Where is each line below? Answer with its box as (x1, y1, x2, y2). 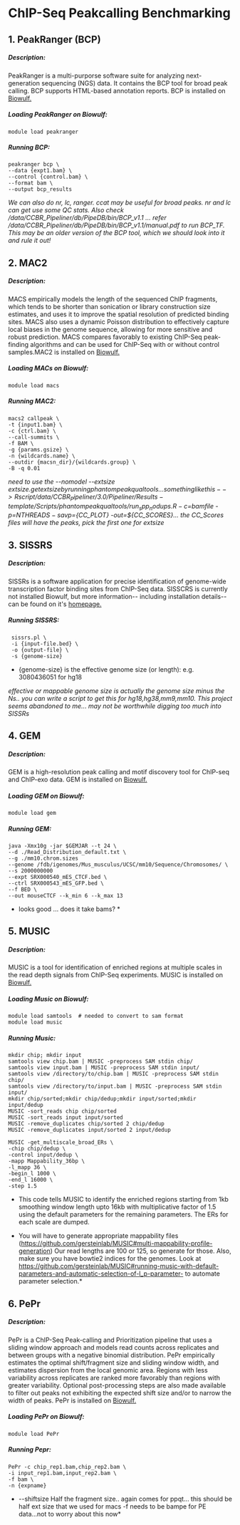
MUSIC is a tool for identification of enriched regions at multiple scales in (8, 963, 223, 972)
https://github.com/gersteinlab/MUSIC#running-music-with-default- (18, 1262, 219, 1271)
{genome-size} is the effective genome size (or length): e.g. (18, 665, 194, 674)
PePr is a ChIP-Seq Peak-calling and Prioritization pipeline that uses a (8, 1336, 212, 1344)
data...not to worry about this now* (18, 1509, 122, 1518)
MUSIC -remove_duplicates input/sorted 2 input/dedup (8, 1127, 172, 1134)
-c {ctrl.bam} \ (8, 427, 56, 434)
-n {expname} (8, 1482, 47, 1489)
